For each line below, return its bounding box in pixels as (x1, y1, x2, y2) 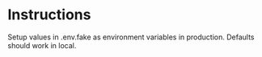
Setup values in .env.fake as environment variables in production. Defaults (7, 32, 255, 42)
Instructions (7, 6, 91, 24)
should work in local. (7, 40, 77, 50)
